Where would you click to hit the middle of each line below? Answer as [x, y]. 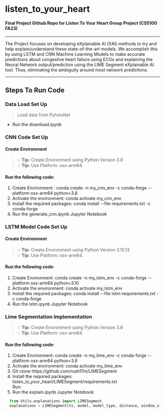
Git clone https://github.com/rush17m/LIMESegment [64, 371]
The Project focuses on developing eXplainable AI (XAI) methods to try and [81, 44]
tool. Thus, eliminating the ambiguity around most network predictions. [77, 70]
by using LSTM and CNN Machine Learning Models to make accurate [75, 54]
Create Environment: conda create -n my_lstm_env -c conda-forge [79, 277]
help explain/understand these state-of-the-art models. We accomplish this [82, 49]
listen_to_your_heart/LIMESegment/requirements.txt [65, 382]
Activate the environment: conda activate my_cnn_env [67, 199]
